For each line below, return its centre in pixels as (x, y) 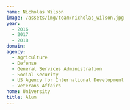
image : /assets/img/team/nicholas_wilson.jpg (65, 18)
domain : (16, 46)
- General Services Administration (57, 69)
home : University (28, 92)
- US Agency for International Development (68, 80)
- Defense (24, 63)
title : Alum (21, 97)
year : (13, 23)
